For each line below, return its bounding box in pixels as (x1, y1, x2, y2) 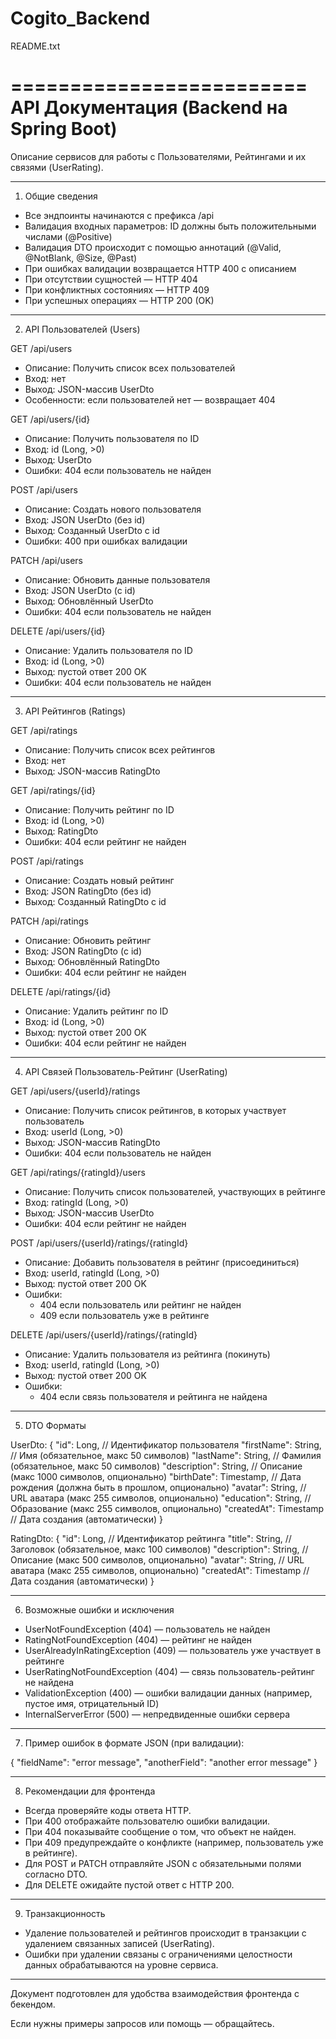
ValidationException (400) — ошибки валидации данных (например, (24, 1687, 313, 1699)
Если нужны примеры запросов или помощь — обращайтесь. (10, 2017, 275, 2029)
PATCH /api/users (10, 554, 83, 566)
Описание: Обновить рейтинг (24, 934, 152, 946)
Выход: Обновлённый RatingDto (24, 955, 160, 967)
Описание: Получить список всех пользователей (24, 362, 236, 374)
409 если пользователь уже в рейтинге (39, 1309, 210, 1321)
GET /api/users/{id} (10, 413, 91, 425)
